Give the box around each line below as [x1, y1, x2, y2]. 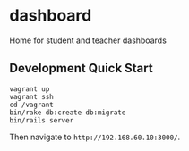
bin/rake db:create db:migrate [9, 108, 126, 117]
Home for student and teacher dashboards [9, 35, 168, 46]
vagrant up [9, 84, 50, 94]
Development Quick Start [9, 61, 154, 76]
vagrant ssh [9, 92, 54, 101]
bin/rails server [9, 115, 74, 125]
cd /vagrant [9, 100, 54, 109]
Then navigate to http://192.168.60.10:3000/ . [9, 131, 181, 142]
